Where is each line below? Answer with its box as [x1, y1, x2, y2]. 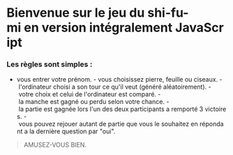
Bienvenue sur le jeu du [6, 5, 145, 21]
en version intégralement [23, 20, 173, 36]
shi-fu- [146, 5, 189, 21]
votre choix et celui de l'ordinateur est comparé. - [18, 90, 161, 98]
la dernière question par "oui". [29, 127, 116, 135]
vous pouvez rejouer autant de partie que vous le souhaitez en [18, 120, 198, 128]
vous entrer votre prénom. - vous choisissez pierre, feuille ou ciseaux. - [16, 75, 223, 84]
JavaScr [174, 20, 224, 36]
